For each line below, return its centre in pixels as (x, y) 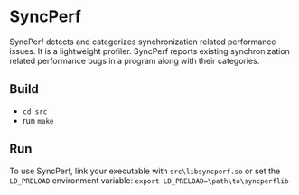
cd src (35, 111)
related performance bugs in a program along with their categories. (135, 60)
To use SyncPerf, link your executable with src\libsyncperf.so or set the (145, 171)
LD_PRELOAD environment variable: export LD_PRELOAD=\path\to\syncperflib (149, 180)
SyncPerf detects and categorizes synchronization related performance (143, 42)
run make (38, 120)
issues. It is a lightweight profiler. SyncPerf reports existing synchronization (150, 51)
